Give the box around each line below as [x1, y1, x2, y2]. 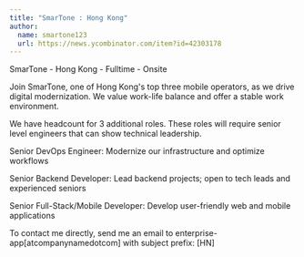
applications [9, 211, 56, 221]
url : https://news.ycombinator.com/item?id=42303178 [17, 38, 222, 48]
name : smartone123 [17, 30, 88, 39]
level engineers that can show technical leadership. [9, 128, 202, 139]
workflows [9, 156, 49, 167]
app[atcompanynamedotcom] [9, 238, 121, 249]
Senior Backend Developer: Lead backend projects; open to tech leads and [9, 173, 291, 184]
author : [9, 22, 39, 31]
